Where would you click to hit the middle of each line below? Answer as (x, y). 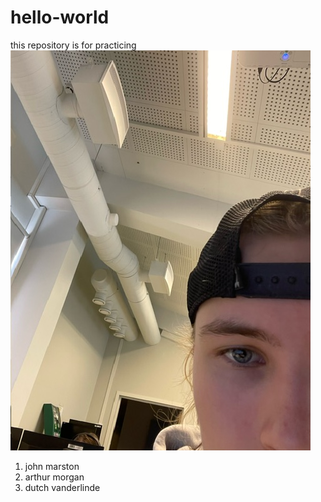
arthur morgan (54, 477)
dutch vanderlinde (62, 487)
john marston (52, 466)
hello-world (60, 17)
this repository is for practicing (73, 45)
